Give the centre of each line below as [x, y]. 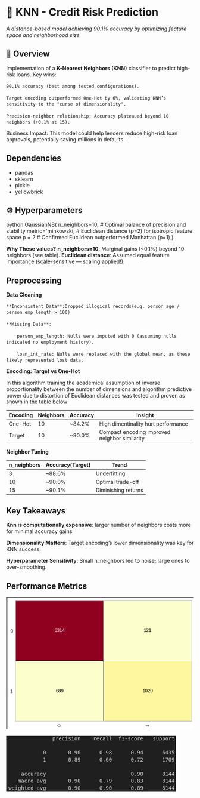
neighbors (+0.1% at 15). [38, 122]
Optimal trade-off [117, 482]
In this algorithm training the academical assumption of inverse [83, 383]
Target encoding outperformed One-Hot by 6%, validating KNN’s [86, 98]
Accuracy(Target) [68, 465]
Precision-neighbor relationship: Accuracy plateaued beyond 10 [87, 116]
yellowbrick [29, 192]
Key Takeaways [36, 511]
